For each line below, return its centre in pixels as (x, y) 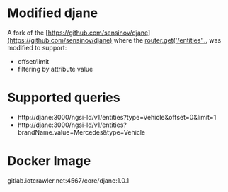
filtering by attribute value (55, 69)
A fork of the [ (28, 33)
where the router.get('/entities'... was (167, 40)
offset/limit (33, 61)
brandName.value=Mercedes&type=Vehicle (81, 132)
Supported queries (64, 98)
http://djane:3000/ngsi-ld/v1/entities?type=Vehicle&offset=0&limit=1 (117, 117)
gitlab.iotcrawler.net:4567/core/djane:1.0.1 (68, 180)
